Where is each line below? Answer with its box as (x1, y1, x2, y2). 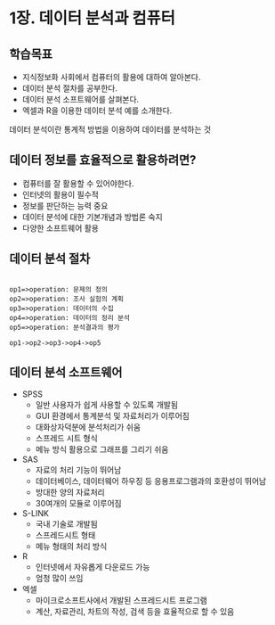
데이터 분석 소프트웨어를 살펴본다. (21, 95, 140, 104)
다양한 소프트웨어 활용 (21, 222, 100, 233)
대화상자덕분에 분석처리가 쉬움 (35, 422, 141, 432)
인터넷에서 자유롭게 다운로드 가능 (35, 562, 150, 572)
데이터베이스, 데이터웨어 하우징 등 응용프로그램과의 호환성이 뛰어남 (35, 476, 267, 487)
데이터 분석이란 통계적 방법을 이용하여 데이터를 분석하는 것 (9, 124, 212, 135)
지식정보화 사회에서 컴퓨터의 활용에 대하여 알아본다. (21, 72, 201, 82)
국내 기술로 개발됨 (35, 519, 98, 530)
